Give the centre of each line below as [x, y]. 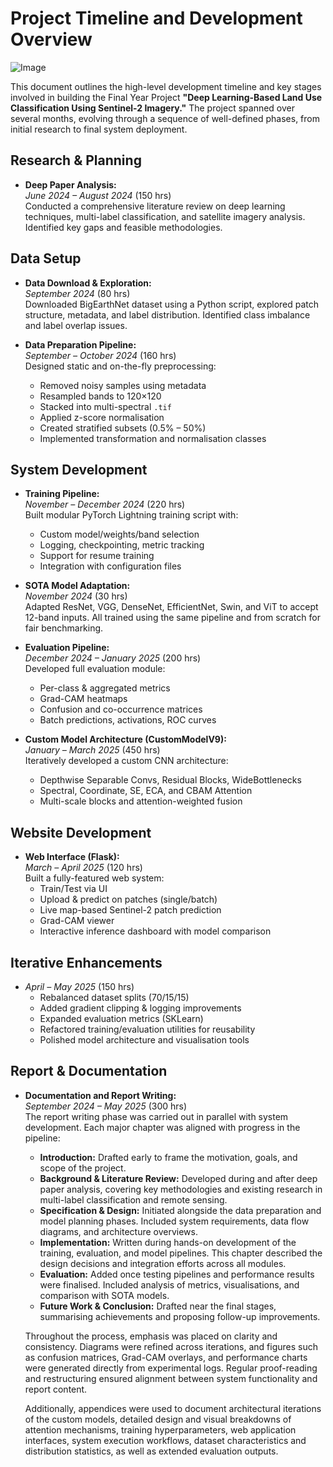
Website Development [81, 832]
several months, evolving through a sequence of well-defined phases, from [165, 118]
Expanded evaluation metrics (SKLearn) [121, 1018]
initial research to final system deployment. [99, 129]
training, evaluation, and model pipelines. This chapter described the [181, 1253]
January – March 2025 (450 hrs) [92, 750]
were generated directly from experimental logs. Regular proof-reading [171, 1368]
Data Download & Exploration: [88, 283]
